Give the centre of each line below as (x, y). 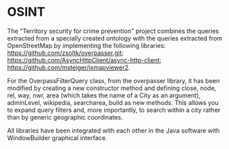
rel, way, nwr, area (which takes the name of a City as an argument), (104, 95)
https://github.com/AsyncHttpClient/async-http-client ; (84, 60)
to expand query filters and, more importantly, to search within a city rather (114, 110)
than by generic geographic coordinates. (65, 117)
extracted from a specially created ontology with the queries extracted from (115, 38)
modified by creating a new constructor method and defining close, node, (112, 88)
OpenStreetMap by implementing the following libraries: (87, 45)
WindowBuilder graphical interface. (57, 137)
